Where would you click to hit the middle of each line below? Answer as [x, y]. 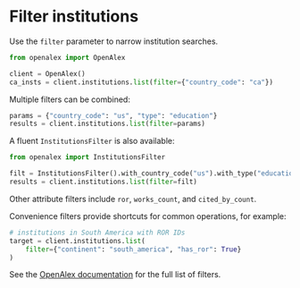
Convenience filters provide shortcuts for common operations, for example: [148, 216]
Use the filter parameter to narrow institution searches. [114, 41]
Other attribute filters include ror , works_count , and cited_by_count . [133, 199]
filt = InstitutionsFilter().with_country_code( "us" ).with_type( [133, 174]
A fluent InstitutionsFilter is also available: [92, 141]
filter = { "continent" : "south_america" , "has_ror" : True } [133, 249]
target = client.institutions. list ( [77, 241]
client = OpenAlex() [48, 73]
